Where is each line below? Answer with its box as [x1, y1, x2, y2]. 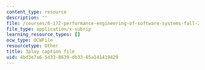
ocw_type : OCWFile [6, 37, 53, 43]
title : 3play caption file [6, 49, 75, 55]
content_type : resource [6, 9, 67, 15]
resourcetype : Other [6, 43, 59, 49]
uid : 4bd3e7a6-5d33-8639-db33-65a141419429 [6, 54, 119, 60]
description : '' [6, 15, 48, 21]
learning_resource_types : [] [6, 32, 81, 38]
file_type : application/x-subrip [6, 26, 92, 32]
